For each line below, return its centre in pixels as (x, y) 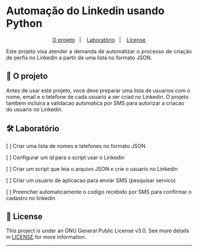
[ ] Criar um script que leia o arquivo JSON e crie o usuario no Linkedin (92, 169)
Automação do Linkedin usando (85, 11)
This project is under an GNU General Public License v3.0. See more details (98, 231)
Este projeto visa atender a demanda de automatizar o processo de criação (99, 51)
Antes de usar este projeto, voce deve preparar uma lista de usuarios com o (98, 91)
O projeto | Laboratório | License (99, 40)
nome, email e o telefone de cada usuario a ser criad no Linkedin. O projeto (97, 96)
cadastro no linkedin (31, 198)
